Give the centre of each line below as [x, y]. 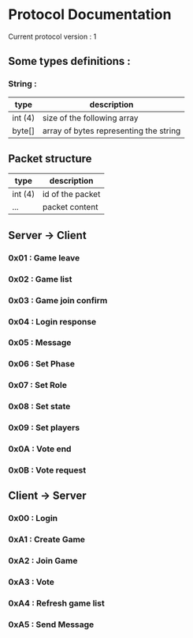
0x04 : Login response [52, 321]
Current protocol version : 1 [52, 36]
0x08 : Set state [39, 407]
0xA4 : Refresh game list [56, 603]
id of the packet [71, 194]
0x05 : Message [40, 343]
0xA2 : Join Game [43, 561]
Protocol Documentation [90, 15]
